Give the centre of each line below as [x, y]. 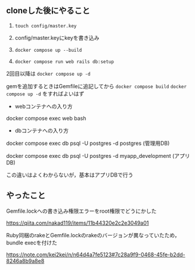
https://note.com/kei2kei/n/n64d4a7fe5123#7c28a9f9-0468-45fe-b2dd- [96, 255]
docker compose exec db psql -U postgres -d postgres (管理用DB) [88, 143]
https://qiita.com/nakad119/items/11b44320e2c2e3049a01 [78, 223]
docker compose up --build [48, 50]
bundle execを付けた [32, 243]
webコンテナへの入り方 [44, 106]
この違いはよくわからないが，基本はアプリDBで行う [70, 175]
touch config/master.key [46, 26]
